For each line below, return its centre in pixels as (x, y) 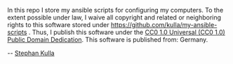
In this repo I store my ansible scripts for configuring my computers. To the (115, 10)
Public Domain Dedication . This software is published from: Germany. (108, 40)
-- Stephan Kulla (31, 53)
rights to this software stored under (59, 25)
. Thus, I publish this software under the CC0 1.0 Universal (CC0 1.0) (127, 32)
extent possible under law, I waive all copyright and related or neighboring (114, 17)
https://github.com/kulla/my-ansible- (164, 25)
